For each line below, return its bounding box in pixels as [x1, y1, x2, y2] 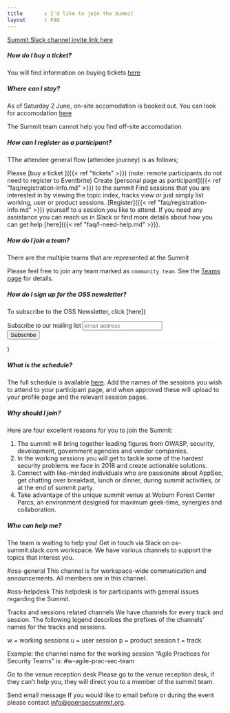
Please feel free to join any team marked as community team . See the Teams [7, 267, 220, 275]
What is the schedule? [7, 360, 73, 369]
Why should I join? [7, 409, 61, 417]
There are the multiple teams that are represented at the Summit [7, 253, 189, 262]
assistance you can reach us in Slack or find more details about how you [7, 213, 213, 222]
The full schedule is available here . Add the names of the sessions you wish [7, 378, 222, 387]
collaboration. [17, 505, 56, 514]
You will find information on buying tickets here [7, 68, 141, 77]
